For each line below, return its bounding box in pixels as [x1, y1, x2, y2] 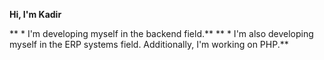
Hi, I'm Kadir [9, 9, 62, 20]
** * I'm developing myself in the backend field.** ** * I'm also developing [9, 28, 314, 39]
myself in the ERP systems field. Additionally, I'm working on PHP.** [9, 39, 289, 50]
